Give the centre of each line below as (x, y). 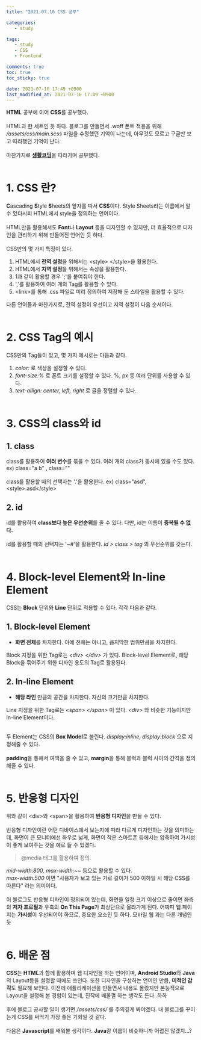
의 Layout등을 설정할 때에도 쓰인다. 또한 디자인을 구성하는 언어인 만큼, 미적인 (96, 980)
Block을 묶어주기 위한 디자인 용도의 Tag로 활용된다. (67, 662)
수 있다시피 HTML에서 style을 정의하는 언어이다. (63, 214)
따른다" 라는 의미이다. (32, 886)
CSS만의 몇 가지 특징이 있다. (40, 249)
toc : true (19, 72)
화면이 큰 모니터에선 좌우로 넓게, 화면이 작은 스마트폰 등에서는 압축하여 (97, 838)
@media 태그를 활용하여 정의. (56, 858)
